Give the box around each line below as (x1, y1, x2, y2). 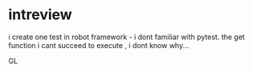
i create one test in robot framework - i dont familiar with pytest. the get (8, 32, 245, 42)
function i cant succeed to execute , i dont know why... (8, 40, 190, 50)
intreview (8, 6, 72, 24)
